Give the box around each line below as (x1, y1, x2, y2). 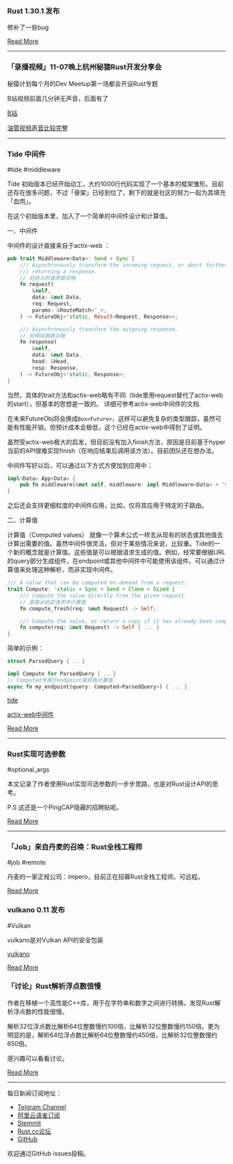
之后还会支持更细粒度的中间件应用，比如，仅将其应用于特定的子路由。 (7, 501, 208, 509)
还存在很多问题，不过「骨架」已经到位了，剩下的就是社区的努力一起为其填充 (7, 188, 226, 196)
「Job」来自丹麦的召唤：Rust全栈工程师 (7, 842, 143, 852)
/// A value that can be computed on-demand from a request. (7, 580, 188, 587)
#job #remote (7, 859, 46, 867)
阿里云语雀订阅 (17, 1111, 60, 1119)
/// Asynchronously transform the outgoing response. (19, 326, 178, 332)
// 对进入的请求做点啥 (19, 274, 76, 282)
